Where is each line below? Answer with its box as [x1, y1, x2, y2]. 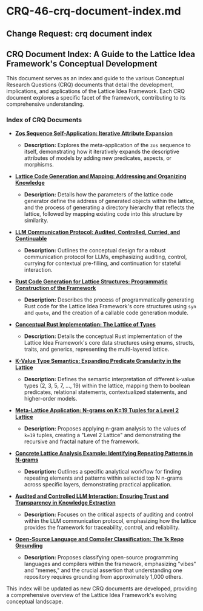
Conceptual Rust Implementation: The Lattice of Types [15, 320, 156, 328]
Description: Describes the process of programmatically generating [24, 296, 195, 303]
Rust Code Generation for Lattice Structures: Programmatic [15, 278, 168, 285]
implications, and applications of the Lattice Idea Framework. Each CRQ [6, 88, 185, 95]
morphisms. [24, 161, 55, 168]
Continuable [15, 235, 47, 242]
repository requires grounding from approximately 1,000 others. [24, 573, 183, 580]
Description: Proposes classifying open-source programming [24, 553, 179, 561]
